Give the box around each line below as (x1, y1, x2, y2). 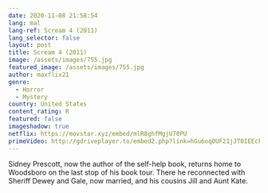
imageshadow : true (8, 122, 69, 130)
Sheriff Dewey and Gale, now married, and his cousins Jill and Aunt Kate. (8, 176, 249, 185)
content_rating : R (8, 108, 69, 116)
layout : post (8, 41, 52, 49)
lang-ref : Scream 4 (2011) (8, 26, 98, 34)
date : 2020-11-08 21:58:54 (8, 11, 98, 20)
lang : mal (8, 19, 41, 27)
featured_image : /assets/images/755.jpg (8, 64, 145, 71)
